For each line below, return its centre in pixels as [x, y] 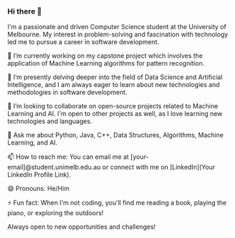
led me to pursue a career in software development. [83, 42]
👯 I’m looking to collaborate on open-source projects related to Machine [113, 106]
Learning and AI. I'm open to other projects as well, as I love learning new [115, 114]
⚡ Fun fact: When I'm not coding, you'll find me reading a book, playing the [117, 203]
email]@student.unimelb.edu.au [54, 167]
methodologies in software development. [68, 93]
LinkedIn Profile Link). [39, 175]
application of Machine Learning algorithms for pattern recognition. [106, 63]
